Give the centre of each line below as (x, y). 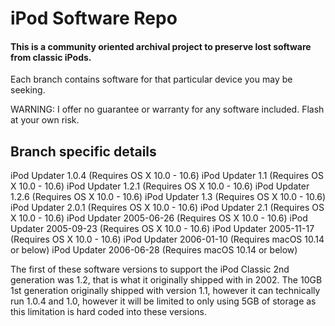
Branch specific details (83, 151)
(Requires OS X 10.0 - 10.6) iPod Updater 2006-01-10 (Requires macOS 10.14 (167, 239)
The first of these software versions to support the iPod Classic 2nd (150, 269)
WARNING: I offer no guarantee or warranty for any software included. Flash (167, 109)
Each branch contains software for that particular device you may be (151, 79)
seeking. (28, 90)
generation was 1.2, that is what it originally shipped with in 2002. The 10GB (166, 280)
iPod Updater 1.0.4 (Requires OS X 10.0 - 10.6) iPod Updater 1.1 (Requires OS (167, 176)
